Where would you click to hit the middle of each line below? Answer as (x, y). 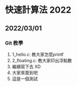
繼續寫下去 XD (26, 67)
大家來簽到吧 (25, 72)
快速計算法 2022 (38, 10)
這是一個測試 (25, 79)
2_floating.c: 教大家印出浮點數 (42, 60)
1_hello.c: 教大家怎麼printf (38, 54)
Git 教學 (14, 43)
